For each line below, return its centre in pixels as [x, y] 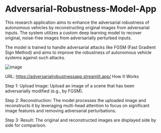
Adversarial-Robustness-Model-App [81, 9]
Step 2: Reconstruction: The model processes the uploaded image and [76, 100]
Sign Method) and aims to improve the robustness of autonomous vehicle [78, 52]
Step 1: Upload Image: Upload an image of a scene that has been [70, 85]
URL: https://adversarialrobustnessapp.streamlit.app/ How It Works [72, 76]
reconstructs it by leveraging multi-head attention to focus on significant [77, 105]
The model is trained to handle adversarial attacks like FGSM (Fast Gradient [80, 47]
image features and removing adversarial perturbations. [61, 111]
